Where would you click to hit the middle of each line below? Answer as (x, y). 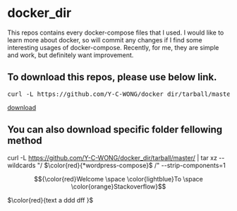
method (25, 141)
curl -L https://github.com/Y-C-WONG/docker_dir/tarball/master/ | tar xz (112, 157)
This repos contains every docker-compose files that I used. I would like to (116, 32)
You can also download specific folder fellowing (115, 129)
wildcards (22, 165)
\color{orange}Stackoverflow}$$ (119, 186)
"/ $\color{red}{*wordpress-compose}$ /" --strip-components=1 (131, 165)
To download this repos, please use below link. (112, 77)
